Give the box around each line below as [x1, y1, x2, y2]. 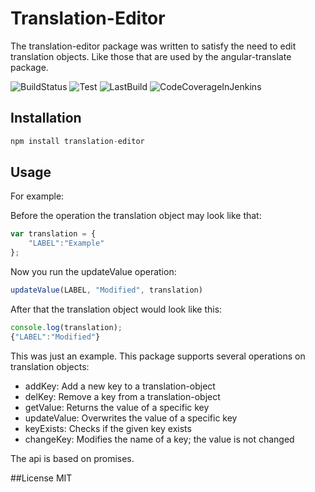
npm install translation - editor [10, 136, 145, 146]
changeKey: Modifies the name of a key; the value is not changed [24, 433, 295, 445]
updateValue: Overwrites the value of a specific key [24, 412, 238, 424]
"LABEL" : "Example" [28, 238, 105, 249]
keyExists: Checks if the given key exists [24, 422, 192, 434]
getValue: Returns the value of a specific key [24, 401, 210, 413]
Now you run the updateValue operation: [10, 266, 177, 278]
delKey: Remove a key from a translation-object [24, 390, 221, 402]
